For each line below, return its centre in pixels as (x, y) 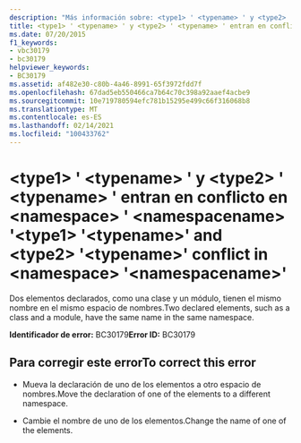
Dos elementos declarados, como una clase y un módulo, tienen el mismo (146, 298)
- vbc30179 (30, 51)
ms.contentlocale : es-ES (56, 117)
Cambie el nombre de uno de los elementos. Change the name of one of (154, 421)
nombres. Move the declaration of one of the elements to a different (146, 394)
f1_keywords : (34, 43)
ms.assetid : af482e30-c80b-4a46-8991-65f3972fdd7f (106, 84)
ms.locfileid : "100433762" (60, 134)
